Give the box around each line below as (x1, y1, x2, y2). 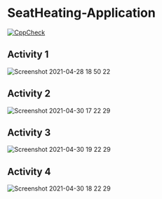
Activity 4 (7, 165, 51, 177)
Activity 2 (7, 88, 51, 100)
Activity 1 (7, 49, 49, 60)
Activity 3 (7, 127, 51, 139)
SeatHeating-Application (7, 5, 156, 21)
